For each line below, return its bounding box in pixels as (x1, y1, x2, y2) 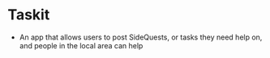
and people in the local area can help (19, 40, 144, 50)
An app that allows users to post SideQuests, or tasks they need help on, (19, 32, 263, 42)
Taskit (7, 6, 50, 24)
